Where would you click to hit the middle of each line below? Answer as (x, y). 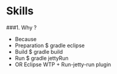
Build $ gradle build (39, 51)
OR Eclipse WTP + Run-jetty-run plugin (63, 64)
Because (26, 39)
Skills (20, 11)
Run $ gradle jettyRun (41, 58)
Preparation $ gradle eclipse (50, 45)
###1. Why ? (21, 27)
